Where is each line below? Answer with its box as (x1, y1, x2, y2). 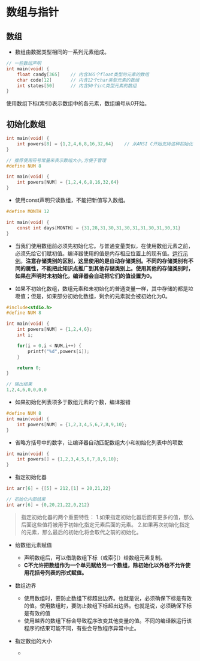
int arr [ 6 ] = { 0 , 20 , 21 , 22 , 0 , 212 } (6, 502, 90, 508)
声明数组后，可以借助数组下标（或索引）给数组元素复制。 (23, 554, 166, 561)
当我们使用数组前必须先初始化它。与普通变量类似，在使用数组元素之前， (14, 242, 193, 249)
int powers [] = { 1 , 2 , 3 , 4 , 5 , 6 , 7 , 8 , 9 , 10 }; (17, 456, 120, 462)
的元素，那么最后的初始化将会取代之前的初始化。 (20, 528, 142, 536)
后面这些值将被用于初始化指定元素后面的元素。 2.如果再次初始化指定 (20, 521, 190, 528)
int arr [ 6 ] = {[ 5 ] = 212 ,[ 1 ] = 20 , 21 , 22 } (6, 486, 111, 492)
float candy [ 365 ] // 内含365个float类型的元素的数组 (17, 71, 150, 77)
